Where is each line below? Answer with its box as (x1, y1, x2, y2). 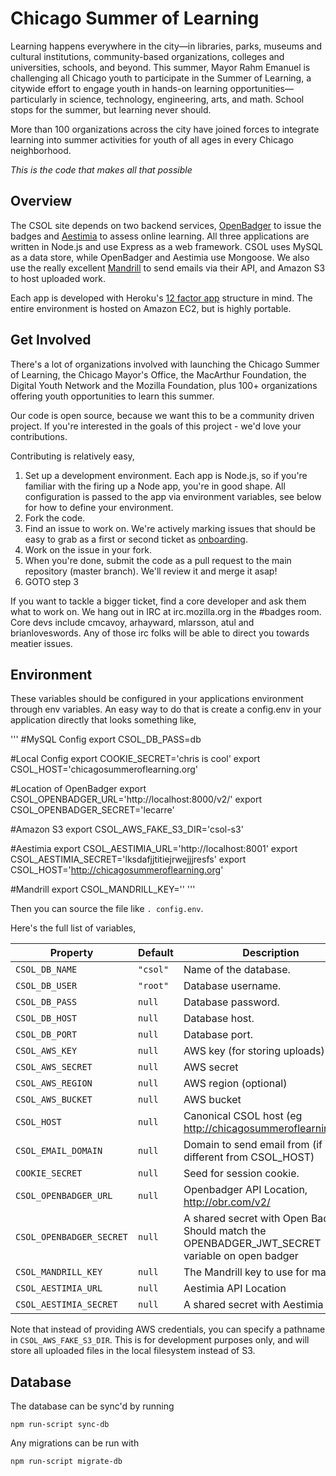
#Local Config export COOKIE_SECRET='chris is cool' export (10, 753, 261, 765)
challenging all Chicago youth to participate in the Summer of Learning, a (10, 72, 312, 84)
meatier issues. (10, 637, 73, 649)
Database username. (183, 979, 282, 993)
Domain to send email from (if (183, 1138, 323, 1152)
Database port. (183, 1028, 253, 1042)
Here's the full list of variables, (10, 922, 137, 934)
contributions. (10, 430, 68, 442)
